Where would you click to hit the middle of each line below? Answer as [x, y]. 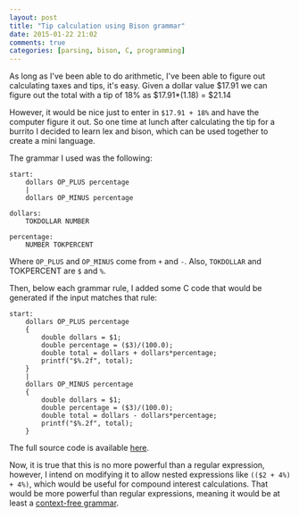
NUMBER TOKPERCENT [59, 245]
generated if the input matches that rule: [83, 298]
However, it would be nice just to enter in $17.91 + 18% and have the [134, 113]
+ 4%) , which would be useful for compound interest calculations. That [139, 484]
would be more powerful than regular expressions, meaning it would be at [145, 494]
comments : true [37, 42]
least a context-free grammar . [64, 503]
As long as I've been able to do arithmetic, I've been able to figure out [137, 76]
